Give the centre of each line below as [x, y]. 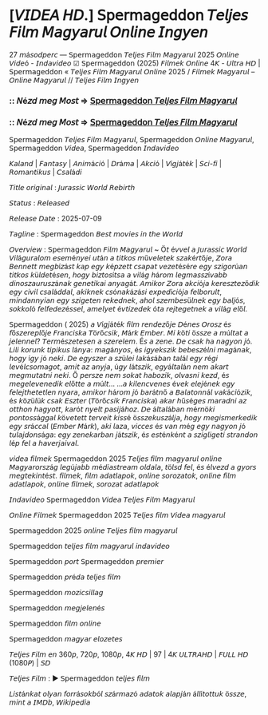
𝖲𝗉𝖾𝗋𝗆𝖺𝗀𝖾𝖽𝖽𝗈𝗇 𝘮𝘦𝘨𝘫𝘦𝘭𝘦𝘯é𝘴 [57, 608]
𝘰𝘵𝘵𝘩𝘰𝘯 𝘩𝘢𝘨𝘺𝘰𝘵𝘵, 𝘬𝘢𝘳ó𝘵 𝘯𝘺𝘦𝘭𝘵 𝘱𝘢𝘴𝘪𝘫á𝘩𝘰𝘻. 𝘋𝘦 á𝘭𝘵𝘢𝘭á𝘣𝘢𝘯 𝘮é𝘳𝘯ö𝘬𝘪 [112, 409]
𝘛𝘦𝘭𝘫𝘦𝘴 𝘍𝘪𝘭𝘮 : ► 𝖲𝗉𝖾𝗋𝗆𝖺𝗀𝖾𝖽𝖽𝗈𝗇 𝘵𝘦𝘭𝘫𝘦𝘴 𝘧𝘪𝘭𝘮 [80, 678]
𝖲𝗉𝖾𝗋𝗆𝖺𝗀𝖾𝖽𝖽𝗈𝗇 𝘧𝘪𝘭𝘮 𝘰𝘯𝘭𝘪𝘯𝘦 [55, 624]
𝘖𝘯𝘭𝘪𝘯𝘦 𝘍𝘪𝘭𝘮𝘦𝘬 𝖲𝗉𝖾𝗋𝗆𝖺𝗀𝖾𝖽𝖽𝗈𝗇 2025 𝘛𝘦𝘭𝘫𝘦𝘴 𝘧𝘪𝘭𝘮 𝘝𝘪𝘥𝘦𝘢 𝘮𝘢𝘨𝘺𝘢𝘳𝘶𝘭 [117, 515]
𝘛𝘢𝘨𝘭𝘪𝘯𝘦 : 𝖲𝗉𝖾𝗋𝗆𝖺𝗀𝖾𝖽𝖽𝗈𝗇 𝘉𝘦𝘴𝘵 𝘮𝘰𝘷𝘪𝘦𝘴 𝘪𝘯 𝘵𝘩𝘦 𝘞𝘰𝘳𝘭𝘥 [96, 234]
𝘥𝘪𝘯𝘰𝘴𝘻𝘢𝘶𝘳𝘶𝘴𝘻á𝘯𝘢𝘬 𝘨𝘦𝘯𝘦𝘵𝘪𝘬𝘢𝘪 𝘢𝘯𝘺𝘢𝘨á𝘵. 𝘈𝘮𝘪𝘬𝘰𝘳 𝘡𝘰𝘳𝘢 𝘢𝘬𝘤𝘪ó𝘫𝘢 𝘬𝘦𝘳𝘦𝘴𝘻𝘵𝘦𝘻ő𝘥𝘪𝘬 [134, 284]
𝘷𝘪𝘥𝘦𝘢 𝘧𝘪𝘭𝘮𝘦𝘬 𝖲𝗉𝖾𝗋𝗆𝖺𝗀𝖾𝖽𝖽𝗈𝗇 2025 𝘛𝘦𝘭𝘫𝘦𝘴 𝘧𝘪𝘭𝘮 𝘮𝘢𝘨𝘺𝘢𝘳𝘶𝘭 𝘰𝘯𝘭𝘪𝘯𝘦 [116, 459]
